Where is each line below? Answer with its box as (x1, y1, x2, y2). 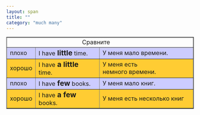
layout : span (6, 8, 39, 15)
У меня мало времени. (102, 49, 168, 57)
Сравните (82, 38, 110, 46)
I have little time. (38, 48, 88, 58)
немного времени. (102, 68, 157, 76)
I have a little (38, 60, 79, 69)
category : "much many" (6, 20, 62, 25)
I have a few (38, 90, 77, 100)
